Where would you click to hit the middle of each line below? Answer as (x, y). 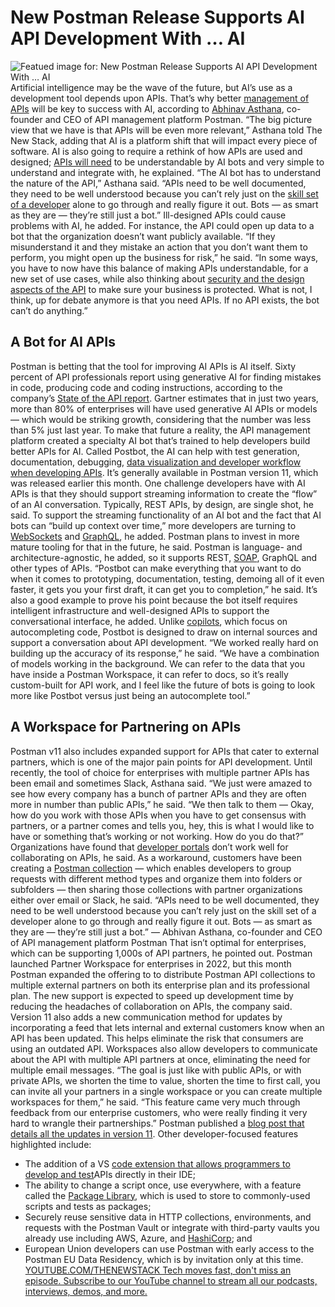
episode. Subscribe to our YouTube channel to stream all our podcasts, (171, 1280)
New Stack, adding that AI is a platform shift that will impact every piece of (164, 140)
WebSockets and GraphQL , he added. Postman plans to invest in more (155, 536)
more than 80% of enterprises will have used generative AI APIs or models (164, 408)
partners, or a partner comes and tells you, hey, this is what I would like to (162, 825)
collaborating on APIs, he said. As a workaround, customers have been (156, 857)
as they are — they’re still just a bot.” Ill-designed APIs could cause (148, 215)
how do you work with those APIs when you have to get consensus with (158, 815)
